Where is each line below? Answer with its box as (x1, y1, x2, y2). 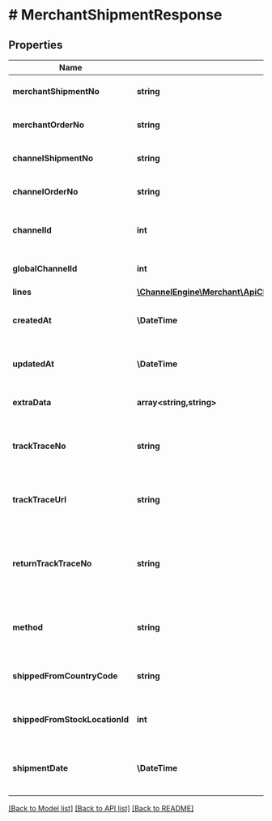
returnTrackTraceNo (12, 558, 92, 569)
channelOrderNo (12, 186, 79, 197)
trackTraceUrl (12, 494, 67, 505)
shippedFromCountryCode (12, 670, 118, 682)
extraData (12, 397, 52, 408)
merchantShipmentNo (12, 86, 100, 96)
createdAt (12, 314, 53, 326)
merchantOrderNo (12, 119, 85, 130)
